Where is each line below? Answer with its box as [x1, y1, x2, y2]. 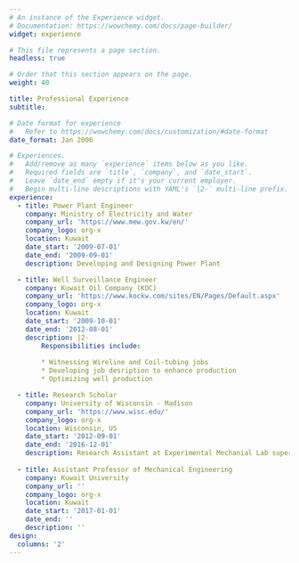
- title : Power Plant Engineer [17, 201, 133, 210]
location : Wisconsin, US [25, 424, 117, 433]
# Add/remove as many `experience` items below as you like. [9, 159, 249, 169]
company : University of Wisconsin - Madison [25, 398, 193, 408]
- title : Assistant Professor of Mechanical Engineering [17, 465, 233, 474]
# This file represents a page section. [9, 45, 162, 54]
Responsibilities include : [41, 341, 141, 350]
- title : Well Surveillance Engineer [17, 275, 158, 284]
